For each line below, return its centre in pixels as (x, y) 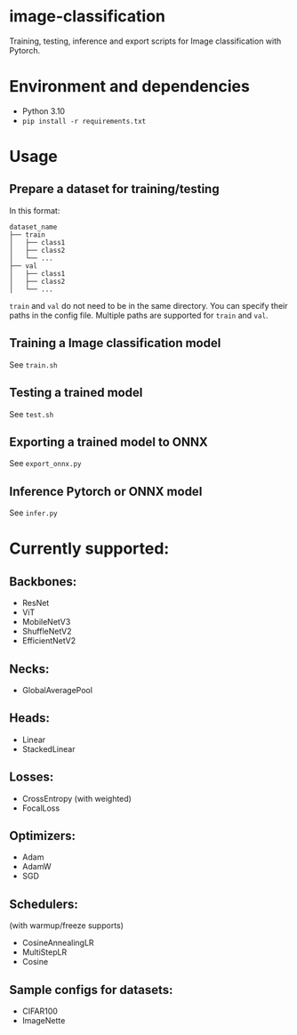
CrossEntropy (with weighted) (76, 798)
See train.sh (33, 364)
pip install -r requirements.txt (84, 121)
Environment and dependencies (130, 87)
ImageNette (44, 1020)
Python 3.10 (43, 111)
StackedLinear (48, 748)
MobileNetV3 (46, 622)
